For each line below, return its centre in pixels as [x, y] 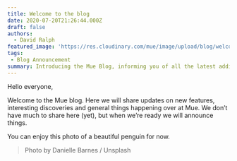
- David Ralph [34, 40]
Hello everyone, [30, 86]
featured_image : [31, 47]
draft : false [26, 27]
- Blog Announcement [41, 60]
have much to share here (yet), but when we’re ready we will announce [110, 115]
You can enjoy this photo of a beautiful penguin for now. [89, 136]
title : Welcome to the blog [49, 14]
